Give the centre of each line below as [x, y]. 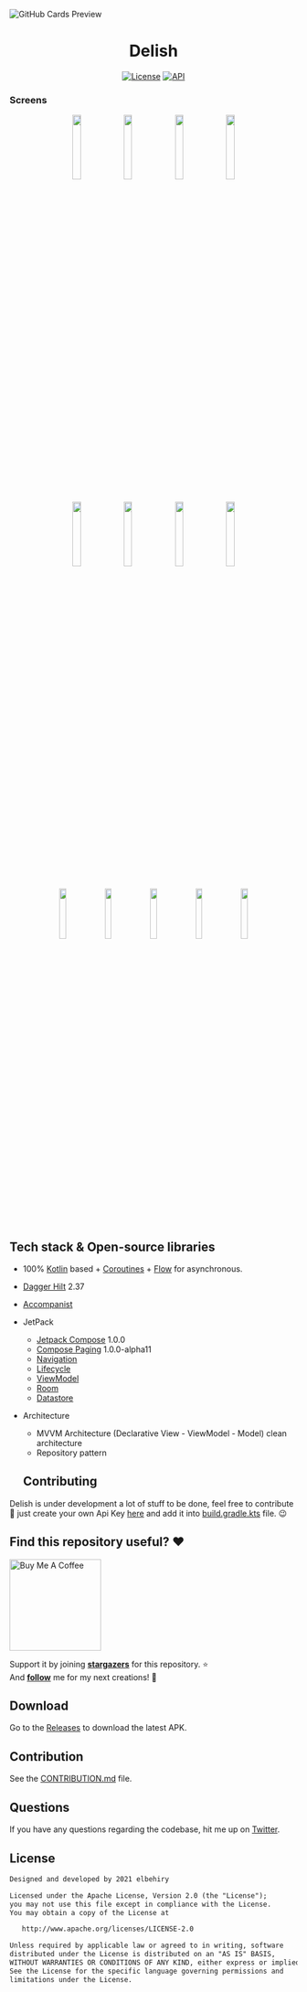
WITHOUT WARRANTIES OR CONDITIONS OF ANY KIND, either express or [138, 1963]
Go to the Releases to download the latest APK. [98, 1728]
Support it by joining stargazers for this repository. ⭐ [109, 1664]
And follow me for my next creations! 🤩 [83, 1677]
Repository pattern [71, 1453]
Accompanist [48, 1305]
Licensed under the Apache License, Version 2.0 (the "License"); [138, 1896]
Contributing [60, 1481]
